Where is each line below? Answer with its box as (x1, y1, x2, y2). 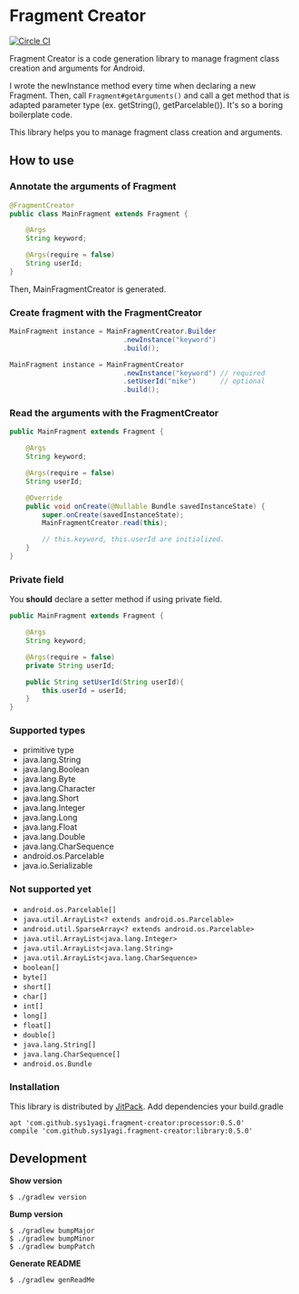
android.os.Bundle (22, 1059, 92, 1068)
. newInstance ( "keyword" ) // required (122, 368, 265, 377)
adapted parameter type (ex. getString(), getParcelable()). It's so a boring (9, 99, 284, 110)
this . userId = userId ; (42, 686, 128, 695)
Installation (9, 1080, 61, 1093)
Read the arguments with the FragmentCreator (9, 407, 219, 420)
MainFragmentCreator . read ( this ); (42, 519, 169, 528)
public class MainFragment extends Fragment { (9, 209, 188, 219)
